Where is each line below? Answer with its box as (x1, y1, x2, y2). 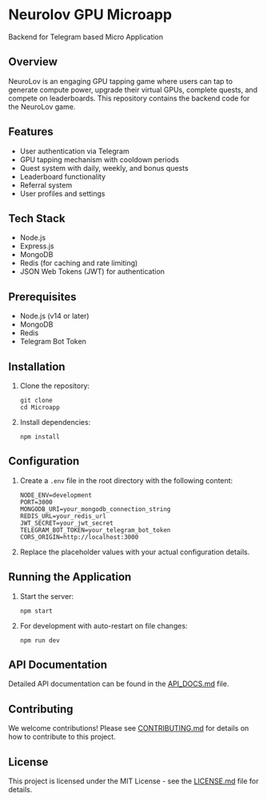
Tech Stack (8, 212, 66, 225)
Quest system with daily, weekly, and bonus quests (19, 163, 189, 172)
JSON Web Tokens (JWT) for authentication (19, 267, 165, 276)
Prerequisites (8, 290, 77, 303)
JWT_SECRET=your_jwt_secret (19, 519, 114, 527)
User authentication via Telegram (19, 146, 130, 156)
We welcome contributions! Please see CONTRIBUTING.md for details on (8, 724, 249, 733)
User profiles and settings (19, 188, 106, 198)
